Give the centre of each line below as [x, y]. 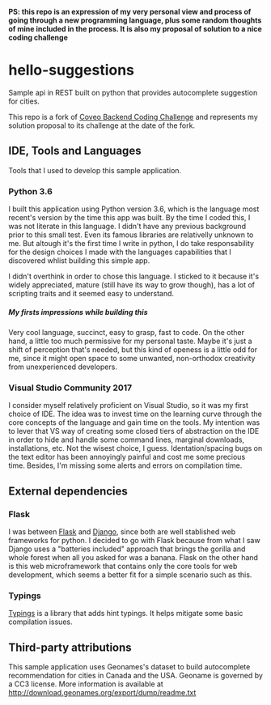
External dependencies [68, 491]
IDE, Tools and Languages [75, 151]
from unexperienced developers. [63, 367]
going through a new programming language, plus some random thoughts [135, 20]
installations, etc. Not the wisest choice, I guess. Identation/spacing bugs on [135, 448]
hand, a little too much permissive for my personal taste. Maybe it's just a [130, 341]
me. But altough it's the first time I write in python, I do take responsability [131, 244]
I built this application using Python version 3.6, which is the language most [134, 209]
